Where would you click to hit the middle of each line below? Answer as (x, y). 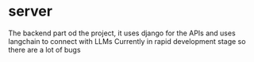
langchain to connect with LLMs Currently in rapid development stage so (127, 41)
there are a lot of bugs (44, 49)
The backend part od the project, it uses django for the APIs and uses (122, 33)
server (31, 11)
